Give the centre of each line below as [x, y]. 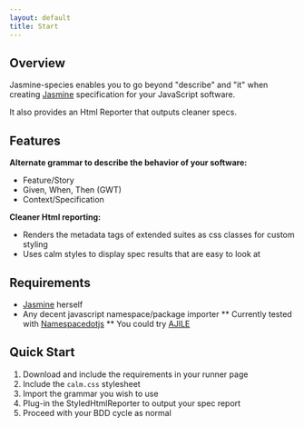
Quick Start [42, 352]
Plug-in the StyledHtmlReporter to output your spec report [132, 403]
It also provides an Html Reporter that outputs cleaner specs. [123, 112]
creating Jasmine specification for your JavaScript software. [123, 94]
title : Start [34, 26]
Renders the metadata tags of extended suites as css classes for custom [158, 235]
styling [35, 244]
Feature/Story [48, 180]
